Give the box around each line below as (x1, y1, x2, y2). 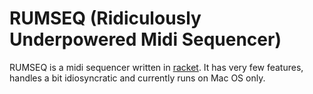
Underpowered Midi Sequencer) (9, 28, 282, 51)
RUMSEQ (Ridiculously (9, 7, 202, 30)
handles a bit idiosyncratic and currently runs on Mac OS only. (9, 72, 266, 84)
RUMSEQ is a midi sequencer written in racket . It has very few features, (9, 61, 304, 73)
